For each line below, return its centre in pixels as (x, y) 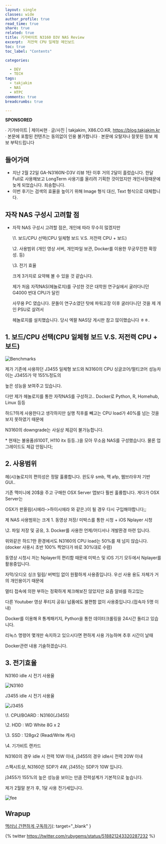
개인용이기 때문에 (27, 580)
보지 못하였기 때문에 (24, 419)
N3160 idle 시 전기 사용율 (30, 676)
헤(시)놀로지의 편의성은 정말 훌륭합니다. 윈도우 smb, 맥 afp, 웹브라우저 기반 (78, 477)
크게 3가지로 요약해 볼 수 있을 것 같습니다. (53, 276)
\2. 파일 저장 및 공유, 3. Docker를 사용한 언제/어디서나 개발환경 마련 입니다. (78, 530)
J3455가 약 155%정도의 (38, 375)
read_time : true (22, 24)
